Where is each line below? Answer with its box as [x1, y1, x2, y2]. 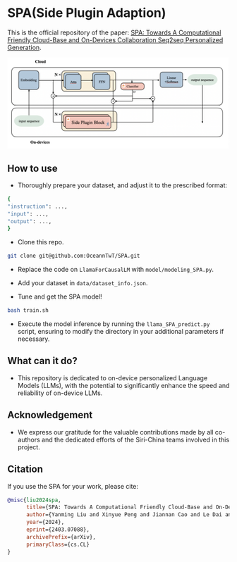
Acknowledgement [7, 409, 93, 421]
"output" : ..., [7, 218, 52, 225]
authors [17, 435, 40, 444]
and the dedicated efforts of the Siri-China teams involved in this [41, 435, 230, 444]
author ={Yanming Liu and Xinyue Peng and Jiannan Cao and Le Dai [25, 511, 222, 518]
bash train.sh [7, 307, 49, 314]
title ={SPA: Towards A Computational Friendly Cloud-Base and [25, 504, 213, 511]
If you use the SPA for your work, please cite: [7, 482, 139, 490]
